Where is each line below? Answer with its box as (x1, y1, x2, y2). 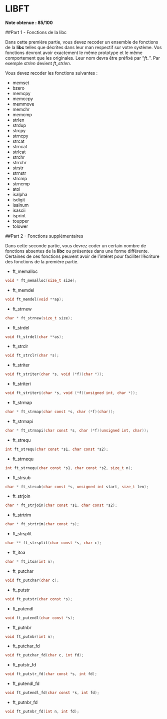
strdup (12, 122, 26, 128)
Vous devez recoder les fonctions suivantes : (5, 70, 98, 76)
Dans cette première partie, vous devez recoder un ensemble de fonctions (5, 39, 158, 45)
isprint (12, 212, 26, 218)
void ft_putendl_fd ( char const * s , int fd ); (5, 690, 99, 695)
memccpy (12, 96, 33, 102)
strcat (12, 138, 25, 144)
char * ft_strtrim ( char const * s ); (5, 522, 79, 527)
